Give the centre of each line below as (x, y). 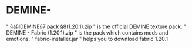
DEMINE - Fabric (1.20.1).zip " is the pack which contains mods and (87, 32)
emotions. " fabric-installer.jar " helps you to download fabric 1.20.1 (87, 39)
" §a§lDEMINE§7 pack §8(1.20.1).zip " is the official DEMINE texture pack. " (96, 26)
